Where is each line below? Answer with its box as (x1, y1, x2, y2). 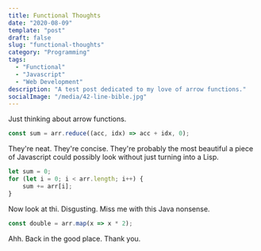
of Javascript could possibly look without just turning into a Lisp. (8, 152, 220, 162)
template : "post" (8, 26, 66, 34)
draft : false (8, 33, 52, 42)
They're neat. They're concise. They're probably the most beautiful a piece (8, 144, 254, 154)
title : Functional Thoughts (8, 11, 102, 20)
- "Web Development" (15, 78, 83, 86)
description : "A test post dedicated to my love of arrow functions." (8, 85, 247, 93)
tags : (8, 56, 26, 64)
